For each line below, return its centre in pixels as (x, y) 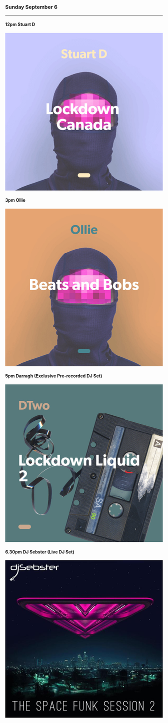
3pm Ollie (15, 200)
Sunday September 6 (31, 7)
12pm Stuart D (20, 24)
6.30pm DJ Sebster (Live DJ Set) (40, 552)
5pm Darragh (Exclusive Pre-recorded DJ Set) (54, 376)
